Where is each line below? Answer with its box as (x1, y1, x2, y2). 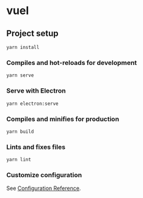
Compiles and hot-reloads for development (6, 58, 137, 67)
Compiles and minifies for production (6, 115, 119, 123)
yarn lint (6, 157, 32, 163)
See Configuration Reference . (6, 185, 81, 192)
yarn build (6, 128, 34, 135)
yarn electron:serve (6, 101, 59, 107)
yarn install (6, 44, 40, 50)
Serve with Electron (6, 86, 66, 95)
